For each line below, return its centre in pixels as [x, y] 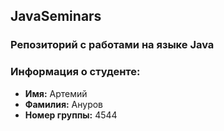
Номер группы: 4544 [71, 115]
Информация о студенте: [75, 72]
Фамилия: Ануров [64, 104]
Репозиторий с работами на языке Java [112, 45]
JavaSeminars [56, 16]
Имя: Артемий [56, 93]
